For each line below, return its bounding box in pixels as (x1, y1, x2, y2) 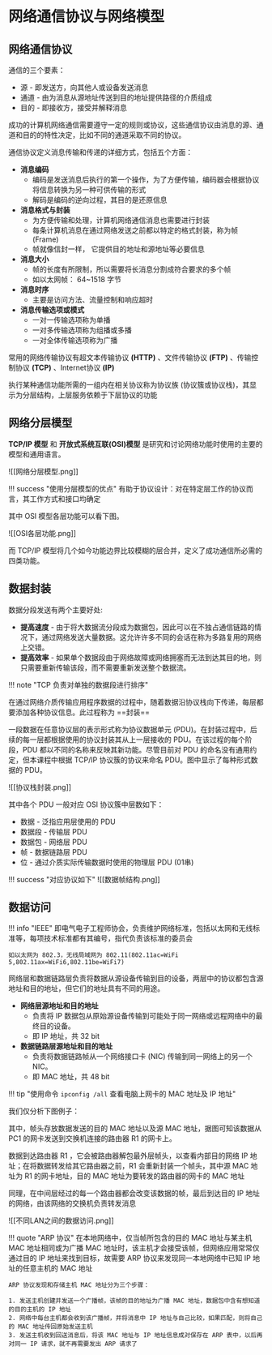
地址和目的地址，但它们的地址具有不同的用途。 (8, 984, 164, 993)
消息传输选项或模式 (19, 305, 85, 315)
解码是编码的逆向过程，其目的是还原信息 (32, 195, 168, 204)
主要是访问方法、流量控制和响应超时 (32, 295, 154, 304)
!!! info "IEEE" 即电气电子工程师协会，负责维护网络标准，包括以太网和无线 (8, 924, 253, 933)
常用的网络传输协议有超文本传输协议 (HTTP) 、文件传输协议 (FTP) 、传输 (8, 353, 252, 362)
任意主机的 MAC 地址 (22, 1263, 93, 1273)
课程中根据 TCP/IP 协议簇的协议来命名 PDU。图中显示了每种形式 (36, 755, 251, 765)
